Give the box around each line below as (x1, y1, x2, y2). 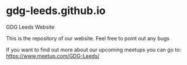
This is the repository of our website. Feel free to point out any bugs (6, 35, 169, 42)
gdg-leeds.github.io (6, 4, 106, 18)
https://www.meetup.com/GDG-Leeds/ (6, 52, 100, 59)
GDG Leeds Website (6, 23, 55, 30)
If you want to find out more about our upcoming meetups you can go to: (6, 46, 182, 53)
